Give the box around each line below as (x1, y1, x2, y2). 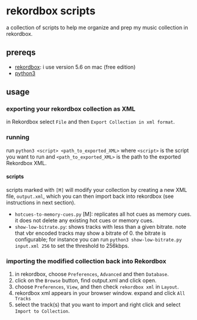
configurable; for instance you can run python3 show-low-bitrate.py (14, 235, 182, 243)
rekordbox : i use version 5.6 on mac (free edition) (14, 63, 136, 70)
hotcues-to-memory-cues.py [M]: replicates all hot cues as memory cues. (14, 210, 192, 218)
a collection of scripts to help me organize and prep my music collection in (6, 24, 189, 31)
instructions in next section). (6, 198, 76, 206)
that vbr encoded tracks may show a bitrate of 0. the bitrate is (14, 229, 166, 237)
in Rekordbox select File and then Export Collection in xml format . (6, 118, 175, 126)
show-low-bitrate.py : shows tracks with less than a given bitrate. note (14, 223, 187, 230)
